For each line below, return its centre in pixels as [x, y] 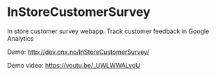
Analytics [20, 38]
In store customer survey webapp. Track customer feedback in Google [108, 31]
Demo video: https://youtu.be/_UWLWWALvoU [74, 65]
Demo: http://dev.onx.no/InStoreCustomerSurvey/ [78, 52]
